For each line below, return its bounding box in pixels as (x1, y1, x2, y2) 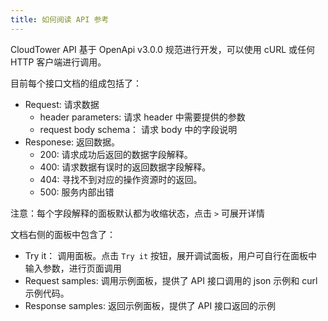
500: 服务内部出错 (39, 186, 115, 198)
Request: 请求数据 (24, 98, 100, 110)
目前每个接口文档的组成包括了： (10, 77, 142, 89)
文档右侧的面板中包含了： (10, 228, 116, 240)
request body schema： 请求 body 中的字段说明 (39, 123, 238, 135)
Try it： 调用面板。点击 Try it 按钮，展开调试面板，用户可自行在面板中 (24, 249, 318, 261)
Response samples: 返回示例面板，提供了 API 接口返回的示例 (24, 299, 277, 311)
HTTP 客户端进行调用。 (10, 56, 107, 68)
